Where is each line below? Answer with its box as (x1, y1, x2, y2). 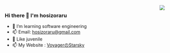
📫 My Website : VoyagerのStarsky (12, 42, 85, 48)
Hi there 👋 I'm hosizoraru (5, 12, 67, 19)
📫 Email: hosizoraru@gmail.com (12, 29, 81, 35)
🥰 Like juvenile (12, 36, 43, 42)
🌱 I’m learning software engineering (12, 23, 87, 29)
